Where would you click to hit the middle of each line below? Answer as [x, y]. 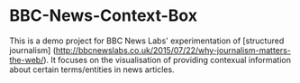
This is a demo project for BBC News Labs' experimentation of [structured [147, 41]
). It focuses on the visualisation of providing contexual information [167, 60]
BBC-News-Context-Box [104, 16]
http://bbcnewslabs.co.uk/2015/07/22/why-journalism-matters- [173, 50]
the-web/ [27, 60]
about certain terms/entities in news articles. [92, 69]
